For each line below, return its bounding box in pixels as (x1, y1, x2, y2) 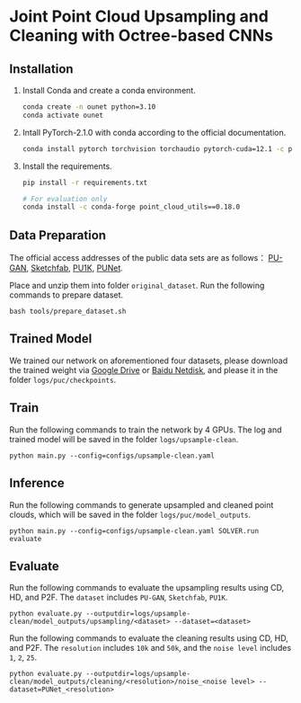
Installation (9, 61, 74, 76)
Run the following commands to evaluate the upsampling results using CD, (9, 583, 285, 593)
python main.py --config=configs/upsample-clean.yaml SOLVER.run (9, 526, 259, 536)
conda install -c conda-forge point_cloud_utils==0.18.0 (22, 202, 241, 212)
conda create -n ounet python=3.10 (22, 102, 156, 111)
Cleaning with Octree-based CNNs (9, 25, 274, 46)
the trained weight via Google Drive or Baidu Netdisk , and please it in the (9, 364, 279, 375)
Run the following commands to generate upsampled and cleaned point (9, 499, 274, 510)
